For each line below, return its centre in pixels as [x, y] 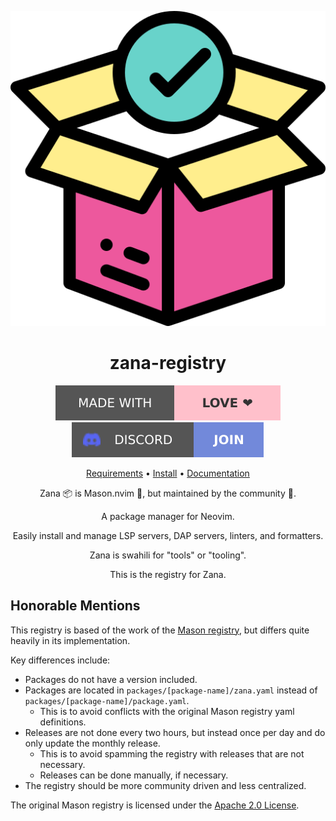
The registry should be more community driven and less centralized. [165, 785]
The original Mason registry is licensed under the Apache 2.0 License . [155, 805]
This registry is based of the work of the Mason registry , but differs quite [160, 630]
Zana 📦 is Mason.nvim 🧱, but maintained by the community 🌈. [168, 493]
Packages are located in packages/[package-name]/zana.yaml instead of [171, 690]
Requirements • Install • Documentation [168, 473]
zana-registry [168, 363]
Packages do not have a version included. [111, 679]
